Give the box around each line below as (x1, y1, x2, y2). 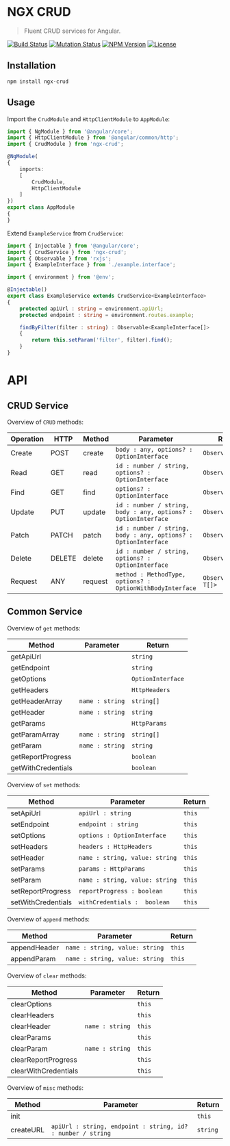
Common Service (7, 606, 83, 617)
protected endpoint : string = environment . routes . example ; (19, 311, 194, 318)
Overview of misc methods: (7, 1083, 84, 1092)
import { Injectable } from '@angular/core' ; (7, 242, 139, 249)
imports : (19, 166, 44, 173)
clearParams (10, 1032, 51, 1042)
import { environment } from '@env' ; (7, 274, 115, 281)
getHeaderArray (10, 696, 63, 706)
